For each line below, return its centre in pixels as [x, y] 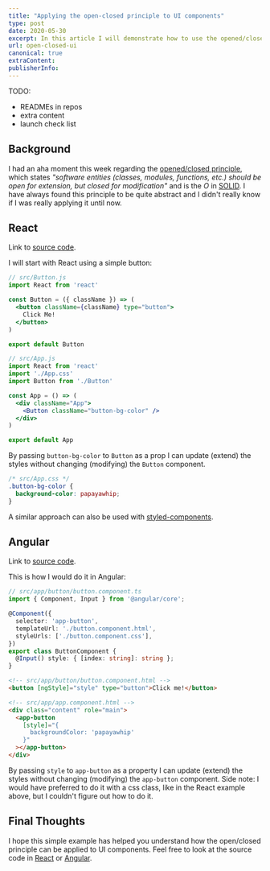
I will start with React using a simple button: [80, 263]
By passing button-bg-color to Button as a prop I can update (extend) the [130, 456]
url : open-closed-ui [43, 46]
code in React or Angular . [50, 857]
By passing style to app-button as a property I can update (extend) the [126, 770]
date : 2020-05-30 [37, 31]
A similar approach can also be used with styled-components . [111, 517]
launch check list [48, 124]
